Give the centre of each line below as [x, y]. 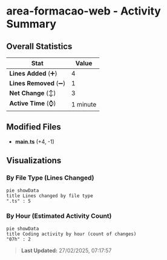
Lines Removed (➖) [37, 83]
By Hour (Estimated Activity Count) [59, 216]
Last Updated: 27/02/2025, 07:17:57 [66, 250]
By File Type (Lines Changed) [50, 178]
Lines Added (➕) [33, 73]
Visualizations [34, 161]
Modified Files [34, 127]
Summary [31, 24]
